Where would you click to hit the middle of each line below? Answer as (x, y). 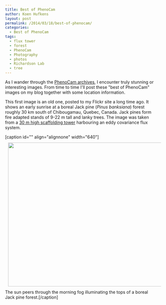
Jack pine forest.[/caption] (32, 297)
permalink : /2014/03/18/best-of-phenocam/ (49, 23)
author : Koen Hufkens (27, 14)
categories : (17, 28)
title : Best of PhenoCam (30, 9)
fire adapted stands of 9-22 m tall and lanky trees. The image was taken (77, 117)
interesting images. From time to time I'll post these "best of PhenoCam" (77, 87)
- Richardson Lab (27, 64)
